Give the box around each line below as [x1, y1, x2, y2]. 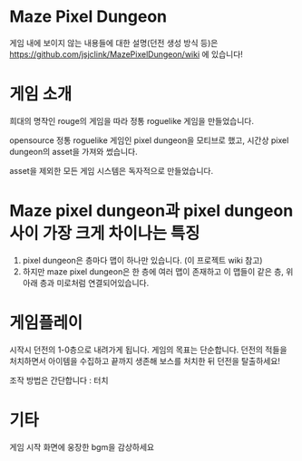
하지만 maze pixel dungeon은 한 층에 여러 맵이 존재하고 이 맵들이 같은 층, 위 [22, 265, 294, 277]
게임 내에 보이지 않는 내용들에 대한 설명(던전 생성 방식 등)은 [9, 37, 219, 48]
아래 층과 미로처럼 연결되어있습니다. [22, 277, 150, 288]
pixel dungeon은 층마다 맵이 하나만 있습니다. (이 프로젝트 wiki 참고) [22, 255, 263, 265]
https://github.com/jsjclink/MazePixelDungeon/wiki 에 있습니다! [9, 48, 243, 60]
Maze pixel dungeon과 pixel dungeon [9, 201, 294, 221]
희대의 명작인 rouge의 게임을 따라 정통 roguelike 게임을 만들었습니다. [9, 115, 255, 126]
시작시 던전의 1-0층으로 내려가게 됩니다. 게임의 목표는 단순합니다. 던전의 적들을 [9, 344, 287, 355]
